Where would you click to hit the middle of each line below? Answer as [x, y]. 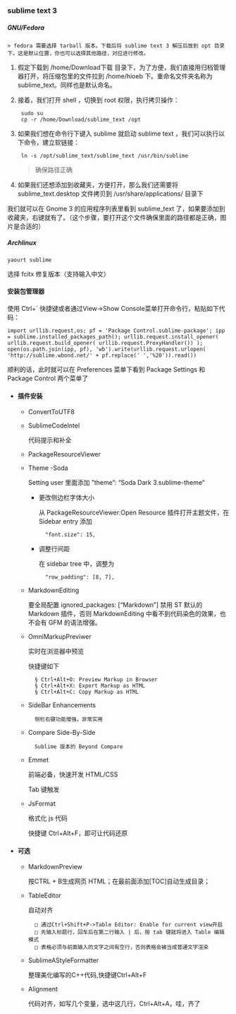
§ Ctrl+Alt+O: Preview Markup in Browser [96, 680]
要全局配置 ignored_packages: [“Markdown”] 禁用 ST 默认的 [115, 605]
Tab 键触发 [44, 789]
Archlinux [22, 243]
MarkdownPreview [55, 867]
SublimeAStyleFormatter [63, 960]
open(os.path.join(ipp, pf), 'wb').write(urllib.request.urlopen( [107, 349]
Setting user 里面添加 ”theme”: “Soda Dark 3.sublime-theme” [117, 483]
